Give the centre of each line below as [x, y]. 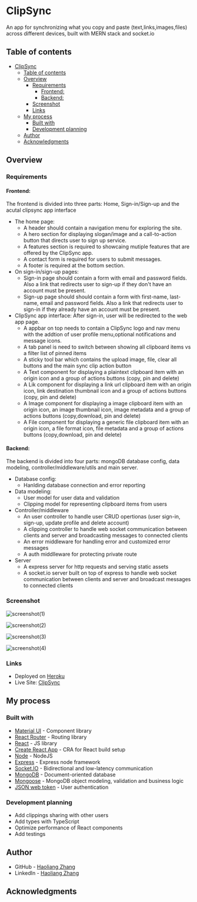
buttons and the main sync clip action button [77, 366]
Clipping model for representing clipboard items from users [95, 504]
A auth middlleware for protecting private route [80, 554]
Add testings [30, 834]
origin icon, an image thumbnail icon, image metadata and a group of [107, 410]
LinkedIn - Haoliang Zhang [47, 873]
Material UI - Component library [53, 730]
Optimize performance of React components [69, 828]
